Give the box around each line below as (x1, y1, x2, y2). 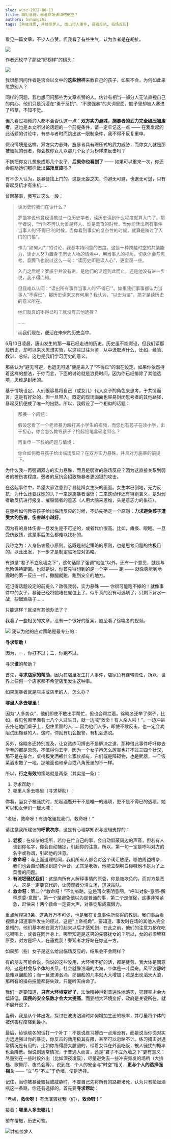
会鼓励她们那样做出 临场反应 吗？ (5, 165, 72, 171)
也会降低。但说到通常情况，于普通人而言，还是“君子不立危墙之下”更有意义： (5, 1049, 165, 1055)
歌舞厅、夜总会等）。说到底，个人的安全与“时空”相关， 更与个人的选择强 (14, 1062, 163, 1068)
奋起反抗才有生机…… (5, 182, 49, 189)
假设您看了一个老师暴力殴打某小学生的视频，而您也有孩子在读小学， (17, 422, 161, 428)
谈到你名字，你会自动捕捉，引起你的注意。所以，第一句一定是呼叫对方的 (12, 844, 164, 850)
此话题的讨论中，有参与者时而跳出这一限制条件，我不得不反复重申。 (5, 130, 148, 137)
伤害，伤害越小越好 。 (18, 514, 64, 520)
